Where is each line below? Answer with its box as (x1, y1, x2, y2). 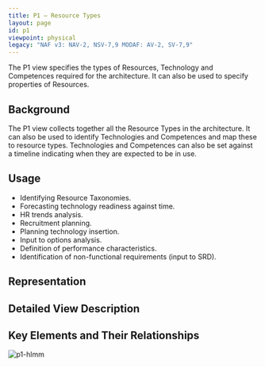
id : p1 (8, 26, 30, 34)
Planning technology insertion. (19, 227, 120, 236)
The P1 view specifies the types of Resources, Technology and (8, 63, 213, 72)
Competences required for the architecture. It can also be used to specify (8, 71, 248, 81)
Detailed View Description (8, 302, 140, 315)
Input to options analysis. (19, 235, 102, 244)
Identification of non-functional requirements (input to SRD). (19, 251, 217, 262)
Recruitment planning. (19, 218, 93, 227)
